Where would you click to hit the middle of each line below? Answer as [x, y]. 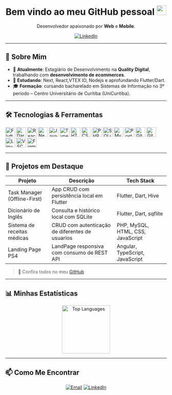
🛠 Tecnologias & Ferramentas [54, 115]
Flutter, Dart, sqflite [140, 214]
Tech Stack [140, 181]
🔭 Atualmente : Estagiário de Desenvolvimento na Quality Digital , [81, 69]
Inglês [15, 217]
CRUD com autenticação [81, 225]
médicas [18, 238]
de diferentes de [71, 232]
